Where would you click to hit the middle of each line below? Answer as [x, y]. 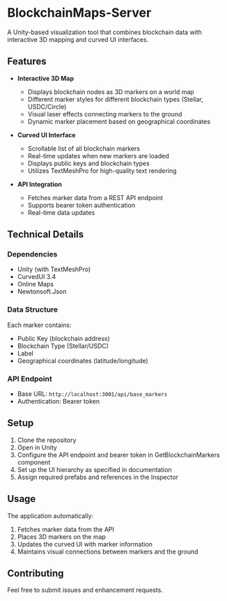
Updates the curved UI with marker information [85, 544]
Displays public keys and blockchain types [88, 163]
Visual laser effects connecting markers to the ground [105, 114]
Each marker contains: [39, 325]
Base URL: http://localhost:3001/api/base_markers [92, 394]
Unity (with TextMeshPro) [54, 269]
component [34, 462]
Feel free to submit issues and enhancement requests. [85, 590]
